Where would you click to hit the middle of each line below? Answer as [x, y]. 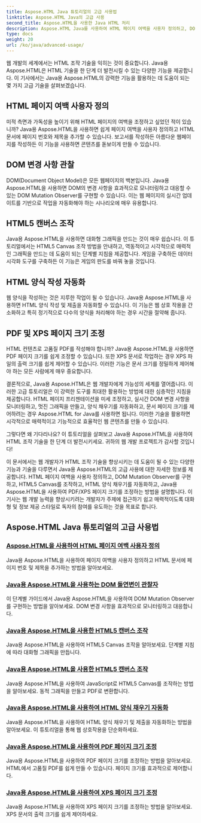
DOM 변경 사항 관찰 [40, 165]
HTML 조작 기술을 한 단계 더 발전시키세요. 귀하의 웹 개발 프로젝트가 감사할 [92, 441]
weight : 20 [20, 40]
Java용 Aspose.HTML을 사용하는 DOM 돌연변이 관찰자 [82, 584]
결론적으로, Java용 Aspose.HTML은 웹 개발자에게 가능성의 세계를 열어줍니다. [97, 384]
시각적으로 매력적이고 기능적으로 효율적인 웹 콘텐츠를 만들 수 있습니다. [88, 421]
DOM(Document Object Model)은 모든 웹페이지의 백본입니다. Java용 [88, 180]
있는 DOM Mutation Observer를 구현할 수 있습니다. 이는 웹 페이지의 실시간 [94, 195]
